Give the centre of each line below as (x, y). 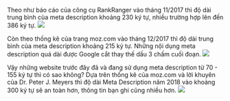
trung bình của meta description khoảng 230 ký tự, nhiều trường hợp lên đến (115, 17)
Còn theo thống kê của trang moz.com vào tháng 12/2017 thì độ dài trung (111, 38)
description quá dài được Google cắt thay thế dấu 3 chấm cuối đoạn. (104, 54)
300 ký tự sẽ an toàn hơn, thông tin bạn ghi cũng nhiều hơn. (92, 90)
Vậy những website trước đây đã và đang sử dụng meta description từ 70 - (112, 67)
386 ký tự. (22, 25)
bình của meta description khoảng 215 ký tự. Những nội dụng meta (101, 46)
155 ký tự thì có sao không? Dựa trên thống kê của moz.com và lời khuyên (112, 75)
